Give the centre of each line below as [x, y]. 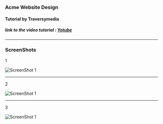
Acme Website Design [32, 7]
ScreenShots [21, 50]
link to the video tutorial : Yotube [39, 30]
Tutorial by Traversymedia [32, 19]
